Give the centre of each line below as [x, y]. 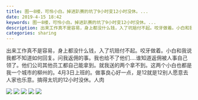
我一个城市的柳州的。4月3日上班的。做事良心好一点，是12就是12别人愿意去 [97, 73]
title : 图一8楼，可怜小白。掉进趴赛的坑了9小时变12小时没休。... [77, 11]
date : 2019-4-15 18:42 [34, 17]
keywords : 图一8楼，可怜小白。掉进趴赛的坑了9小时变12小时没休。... [81, 22]
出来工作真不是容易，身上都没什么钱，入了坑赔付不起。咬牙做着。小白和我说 [99, 51]
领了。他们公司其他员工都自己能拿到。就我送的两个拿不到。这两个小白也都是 [99, 65]
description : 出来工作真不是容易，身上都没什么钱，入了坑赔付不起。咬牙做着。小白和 [98, 28]
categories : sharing [32, 33]
